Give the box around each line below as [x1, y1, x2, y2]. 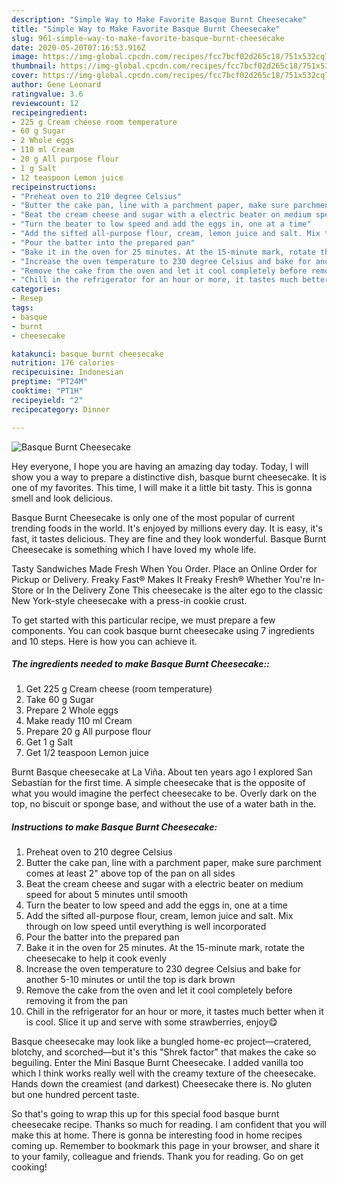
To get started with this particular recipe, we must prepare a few [11, 614, 276, 626]
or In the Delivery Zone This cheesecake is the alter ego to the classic [35, 584, 323, 596]
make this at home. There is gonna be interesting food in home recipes [11, 1129, 303, 1141]
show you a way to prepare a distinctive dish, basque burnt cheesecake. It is [11, 471, 327, 483]
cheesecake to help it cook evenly [25, 952, 168, 965]
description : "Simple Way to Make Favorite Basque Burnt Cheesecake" [11, 14, 308, 25]
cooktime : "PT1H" [11, 386, 84, 396]
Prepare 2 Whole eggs [25, 704, 119, 716]
